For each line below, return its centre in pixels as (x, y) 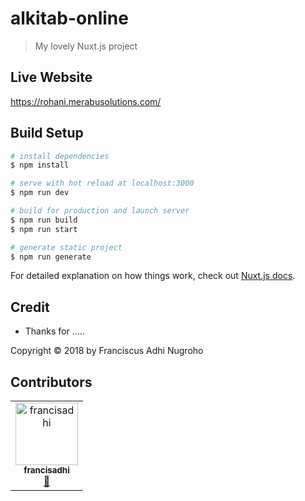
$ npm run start (44, 229)
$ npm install (40, 165)
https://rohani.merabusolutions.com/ (86, 101)
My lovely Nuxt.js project (86, 46)
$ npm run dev (40, 193)
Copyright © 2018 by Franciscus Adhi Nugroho (107, 351)
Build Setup (47, 133)
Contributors (51, 382)
